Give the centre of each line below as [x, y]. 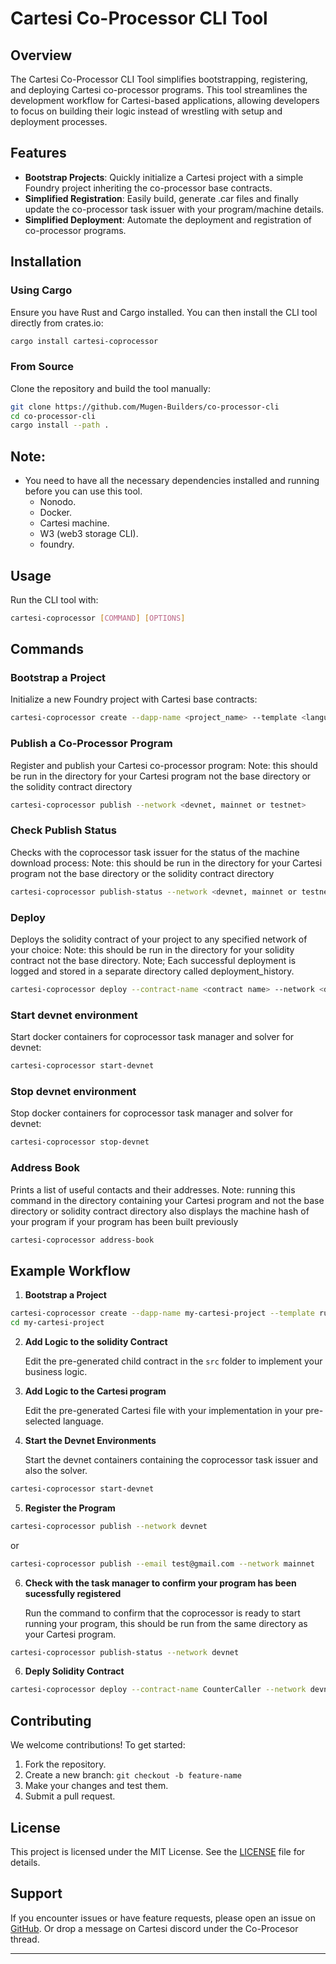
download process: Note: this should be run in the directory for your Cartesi [166, 863]
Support [36, 1893]
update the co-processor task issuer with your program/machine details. [174, 209]
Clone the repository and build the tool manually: [111, 388]
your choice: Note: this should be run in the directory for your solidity [152, 950]
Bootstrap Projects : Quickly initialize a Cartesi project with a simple [164, 177]
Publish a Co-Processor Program [91, 744]
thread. [25, 1939]
